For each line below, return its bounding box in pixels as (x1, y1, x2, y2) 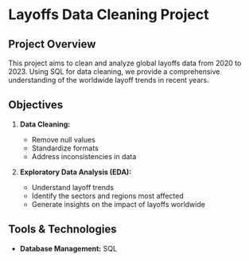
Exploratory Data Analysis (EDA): (19, 167, 132, 177)
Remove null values (31, 134, 95, 144)
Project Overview (8, 37, 96, 51)
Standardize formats (31, 143, 99, 153)
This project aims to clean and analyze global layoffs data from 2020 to (8, 58, 242, 68)
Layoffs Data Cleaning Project (8, 6, 209, 24)
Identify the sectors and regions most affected (31, 191, 185, 201)
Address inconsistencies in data (31, 151, 137, 161)
